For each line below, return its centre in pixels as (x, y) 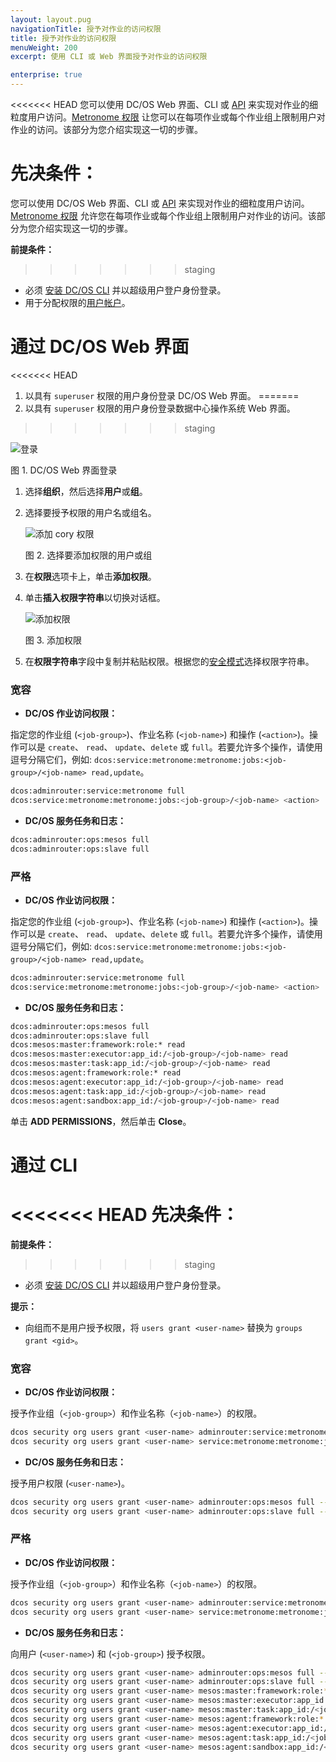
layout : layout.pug (51, 19)
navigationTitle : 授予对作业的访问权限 (86, 29)
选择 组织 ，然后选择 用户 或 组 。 (86, 491)
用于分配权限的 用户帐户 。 (77, 302)
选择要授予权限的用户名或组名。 (90, 512)
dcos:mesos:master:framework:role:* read (98, 1045)
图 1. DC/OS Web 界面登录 (64, 470)
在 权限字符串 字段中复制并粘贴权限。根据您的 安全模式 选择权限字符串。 (169, 661)
